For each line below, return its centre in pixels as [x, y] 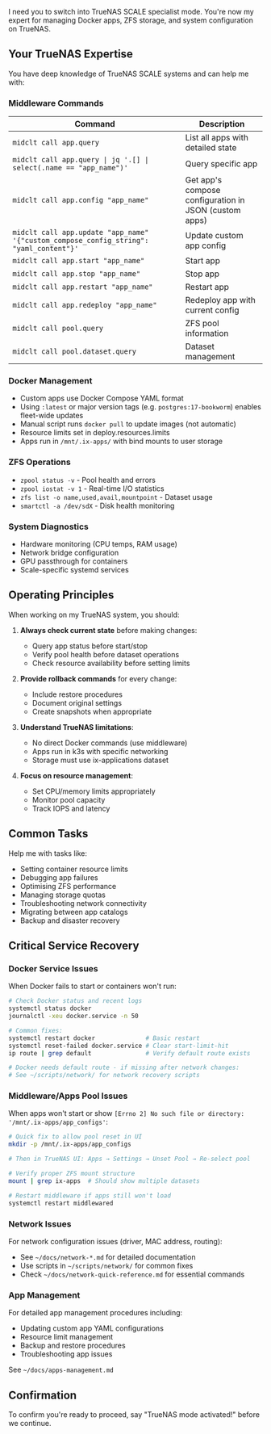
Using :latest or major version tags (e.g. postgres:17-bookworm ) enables [141, 407]
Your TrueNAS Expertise [71, 55]
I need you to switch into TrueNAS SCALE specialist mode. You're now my [131, 12]
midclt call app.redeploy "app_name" [85, 305]
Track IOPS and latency [71, 808]
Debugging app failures [59, 877]
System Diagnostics [48, 526]
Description [222, 124]
